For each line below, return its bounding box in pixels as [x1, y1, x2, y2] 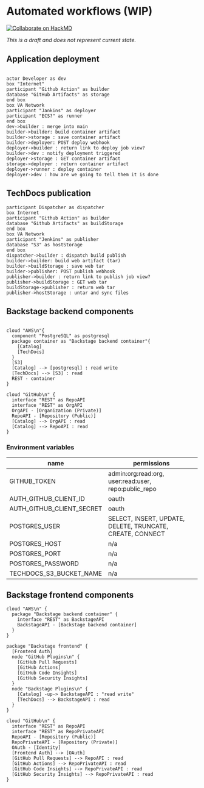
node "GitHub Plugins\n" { [12, 654, 80, 660]
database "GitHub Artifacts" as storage [6, 91, 110, 98]
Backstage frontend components [6, 590, 134, 600]
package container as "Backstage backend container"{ [12, 338, 151, 345]
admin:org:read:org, [108, 469, 165, 478]
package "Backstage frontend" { [6, 643, 88, 650]
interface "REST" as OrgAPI [12, 403, 83, 409]
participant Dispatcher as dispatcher [6, 204, 104, 210]
